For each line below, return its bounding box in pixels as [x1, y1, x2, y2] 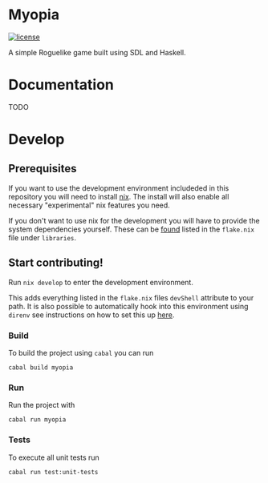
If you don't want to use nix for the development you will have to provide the [8, 215, 260, 225]
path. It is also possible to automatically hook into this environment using [8, 301, 249, 311]
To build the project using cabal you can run [8, 348, 154, 357]
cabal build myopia [8, 363, 74, 372]
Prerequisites [8, 162, 77, 175]
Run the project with [8, 400, 75, 410]
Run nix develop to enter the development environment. [8, 277, 194, 287]
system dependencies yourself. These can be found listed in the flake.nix [8, 224, 255, 234]
